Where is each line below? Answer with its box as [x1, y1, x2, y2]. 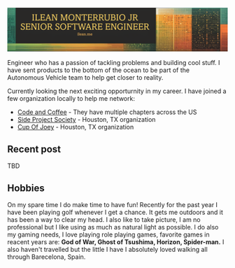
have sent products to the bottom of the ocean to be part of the [7, 66, 190, 74]
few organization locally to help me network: [7, 94, 135, 103]
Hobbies [7, 182, 45, 194]
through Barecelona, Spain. [7, 253, 86, 261]
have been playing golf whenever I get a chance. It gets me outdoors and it [7, 208, 224, 217]
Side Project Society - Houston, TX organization [17, 115, 156, 124]
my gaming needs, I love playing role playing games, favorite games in [7, 230, 210, 239]
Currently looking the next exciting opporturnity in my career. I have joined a [7, 87, 227, 95]
